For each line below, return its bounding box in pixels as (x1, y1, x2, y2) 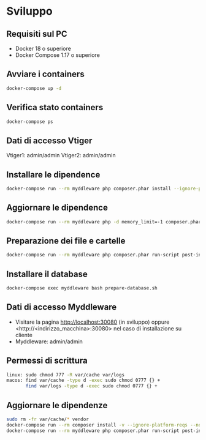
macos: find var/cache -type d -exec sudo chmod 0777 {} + (6, 378, 161, 384)
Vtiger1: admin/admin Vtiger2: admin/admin (6, 152, 116, 159)
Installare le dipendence (6, 170, 101, 180)
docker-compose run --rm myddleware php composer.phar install (6, 185, 172, 192)
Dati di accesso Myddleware (6, 302, 117, 313)
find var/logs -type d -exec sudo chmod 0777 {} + (25, 383, 158, 389)
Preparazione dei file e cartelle (6, 236, 126, 246)
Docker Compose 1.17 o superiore (15, 51, 100, 59)
